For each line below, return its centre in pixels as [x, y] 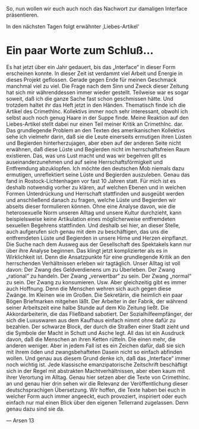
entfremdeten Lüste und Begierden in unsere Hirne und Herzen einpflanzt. [97, 238]
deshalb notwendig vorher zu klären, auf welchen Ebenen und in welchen [96, 187]
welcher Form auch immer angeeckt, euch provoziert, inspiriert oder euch [97, 396]
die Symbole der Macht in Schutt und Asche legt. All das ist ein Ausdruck [96, 332]
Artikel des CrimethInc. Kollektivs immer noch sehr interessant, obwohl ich [97, 111]
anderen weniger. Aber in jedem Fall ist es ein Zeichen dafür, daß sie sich [96, 346]
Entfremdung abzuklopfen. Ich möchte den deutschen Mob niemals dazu [95, 168]
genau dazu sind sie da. [35, 409]
